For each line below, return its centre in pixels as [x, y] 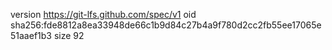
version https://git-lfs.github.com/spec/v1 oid [103, 14]
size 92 [69, 35]
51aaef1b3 [31, 35]
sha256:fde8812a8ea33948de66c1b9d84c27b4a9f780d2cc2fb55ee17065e [166, 25]
